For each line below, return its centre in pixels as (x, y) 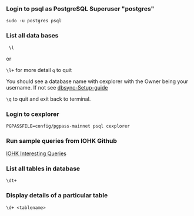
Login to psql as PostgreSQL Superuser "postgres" (80, 9)
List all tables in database (43, 169)
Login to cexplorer (33, 114)
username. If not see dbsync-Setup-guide (57, 87)
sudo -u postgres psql (34, 21)
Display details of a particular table (57, 196)
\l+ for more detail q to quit (39, 70)
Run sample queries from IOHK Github (62, 140)
